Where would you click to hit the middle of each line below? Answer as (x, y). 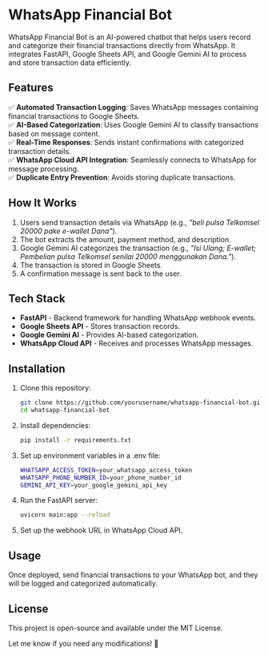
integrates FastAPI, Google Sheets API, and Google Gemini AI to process (127, 54)
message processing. (44, 168)
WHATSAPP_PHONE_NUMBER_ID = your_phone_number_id (100, 478)
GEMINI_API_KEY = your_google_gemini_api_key (94, 485)
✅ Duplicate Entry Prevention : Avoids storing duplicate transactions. (122, 177)
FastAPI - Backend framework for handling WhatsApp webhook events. (138, 318)
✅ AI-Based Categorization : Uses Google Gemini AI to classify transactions (133, 124)
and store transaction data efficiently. (70, 63)
